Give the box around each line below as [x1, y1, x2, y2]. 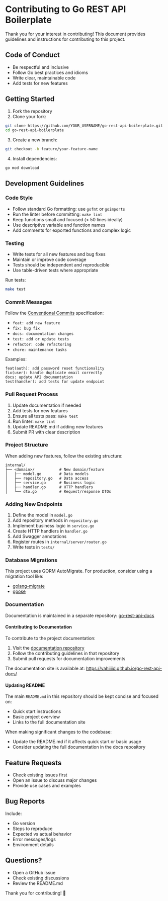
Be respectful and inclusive [12, 64, 69, 70]
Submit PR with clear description [12, 429, 80, 435]
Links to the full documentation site [12, 719, 86, 725]
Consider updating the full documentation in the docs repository [12, 744, 146, 750]
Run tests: [5, 277, 26, 283]
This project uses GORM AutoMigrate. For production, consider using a [5, 568, 152, 574]
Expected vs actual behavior [12, 831, 72, 837]
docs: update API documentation [5, 375, 73, 380]
